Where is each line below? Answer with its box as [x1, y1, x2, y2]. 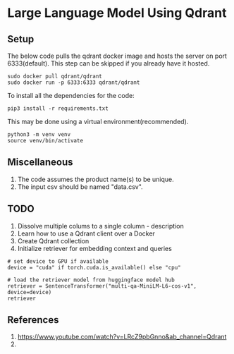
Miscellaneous [7, 157, 73, 169]
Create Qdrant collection [17, 236, 90, 245]
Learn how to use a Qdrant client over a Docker [17, 229, 155, 238]
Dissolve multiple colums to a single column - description [17, 221, 185, 230]
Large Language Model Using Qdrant [7, 5, 227, 21]
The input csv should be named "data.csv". [17, 182, 143, 191]
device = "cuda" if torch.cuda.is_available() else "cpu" [7, 264, 181, 271]
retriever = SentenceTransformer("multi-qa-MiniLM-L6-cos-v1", [7, 282, 197, 290]
